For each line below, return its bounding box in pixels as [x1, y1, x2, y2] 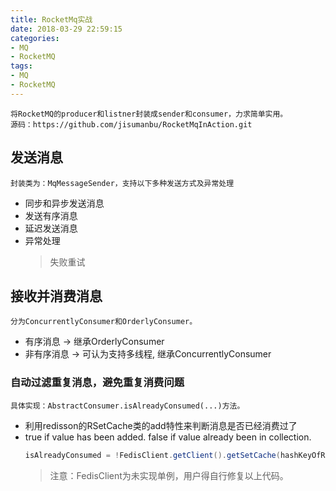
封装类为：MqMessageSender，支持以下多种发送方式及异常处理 [10, 178, 235, 188]
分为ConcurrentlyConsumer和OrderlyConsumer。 [10, 317, 198, 327]
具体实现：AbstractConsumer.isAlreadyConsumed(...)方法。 [10, 401, 245, 411]
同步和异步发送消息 [24, 197, 105, 209]
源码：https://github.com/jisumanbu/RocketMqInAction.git [10, 119, 253, 130]
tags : [10, 61, 33, 71]
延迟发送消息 [24, 222, 78, 234]
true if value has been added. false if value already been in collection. [24, 431, 312, 443]
